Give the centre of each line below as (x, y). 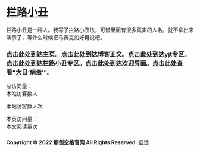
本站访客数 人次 (24, 106)
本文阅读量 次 (22, 126)
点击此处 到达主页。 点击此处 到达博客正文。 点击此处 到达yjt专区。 (98, 54)
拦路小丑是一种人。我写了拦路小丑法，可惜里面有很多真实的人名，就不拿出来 (100, 30)
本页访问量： (22, 119)
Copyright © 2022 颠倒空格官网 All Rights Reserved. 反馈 (78, 142)
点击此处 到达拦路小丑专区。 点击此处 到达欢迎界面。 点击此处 (92, 63)
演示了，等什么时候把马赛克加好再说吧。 (56, 37)
